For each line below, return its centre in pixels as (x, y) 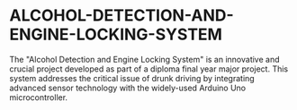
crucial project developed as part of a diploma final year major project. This (149, 69)
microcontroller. (39, 97)
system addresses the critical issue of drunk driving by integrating (132, 78)
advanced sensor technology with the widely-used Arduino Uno (128, 88)
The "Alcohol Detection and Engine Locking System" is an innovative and (145, 59)
